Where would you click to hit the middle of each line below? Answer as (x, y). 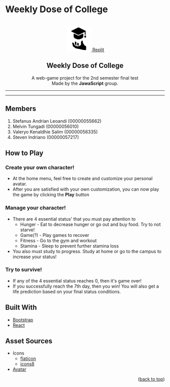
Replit (98, 50)
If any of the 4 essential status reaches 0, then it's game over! (77, 280)
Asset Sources (29, 341)
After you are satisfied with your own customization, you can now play (86, 189)
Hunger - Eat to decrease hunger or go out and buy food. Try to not (90, 224)
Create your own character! (40, 167)
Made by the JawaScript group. (85, 83)
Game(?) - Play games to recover (55, 235)
